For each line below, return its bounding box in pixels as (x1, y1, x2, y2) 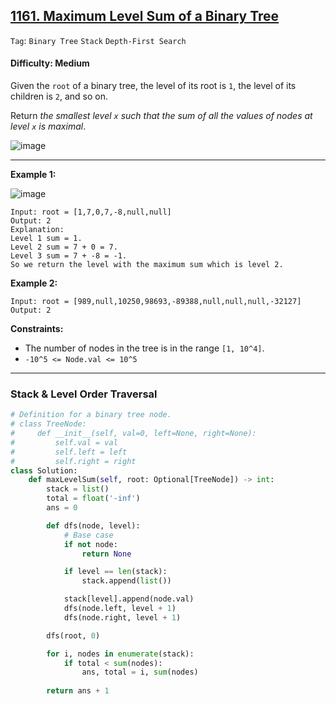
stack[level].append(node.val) (63, 594, 195, 604)
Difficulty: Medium (10, 57, 90, 69)
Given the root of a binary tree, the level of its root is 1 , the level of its (10, 80, 297, 92)
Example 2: (10, 277, 58, 289)
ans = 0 (46, 503, 78, 513)
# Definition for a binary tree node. (10, 410, 172, 420)
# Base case (63, 530, 114, 540)
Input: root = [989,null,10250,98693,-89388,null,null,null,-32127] (10, 297, 302, 307)
